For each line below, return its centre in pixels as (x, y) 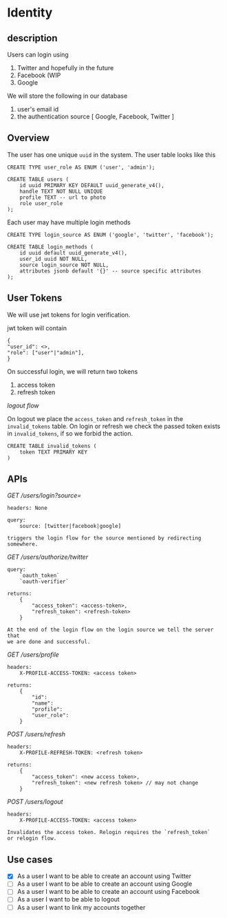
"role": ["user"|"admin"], (46, 352)
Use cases (30, 859)
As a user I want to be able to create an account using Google (105, 884)
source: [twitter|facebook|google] (71, 526)
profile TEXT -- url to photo (63, 198)
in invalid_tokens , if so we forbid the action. (70, 433)
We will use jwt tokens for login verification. (69, 314)
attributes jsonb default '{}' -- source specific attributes (110, 271)
